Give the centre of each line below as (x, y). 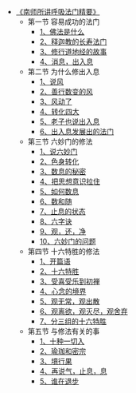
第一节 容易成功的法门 (64, 22)
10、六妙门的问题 (68, 241)
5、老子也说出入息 (70, 121)
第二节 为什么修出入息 (64, 71)
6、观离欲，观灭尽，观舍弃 (84, 311)
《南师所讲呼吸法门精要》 (58, 12)
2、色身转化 (59, 161)
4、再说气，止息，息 (73, 371)
